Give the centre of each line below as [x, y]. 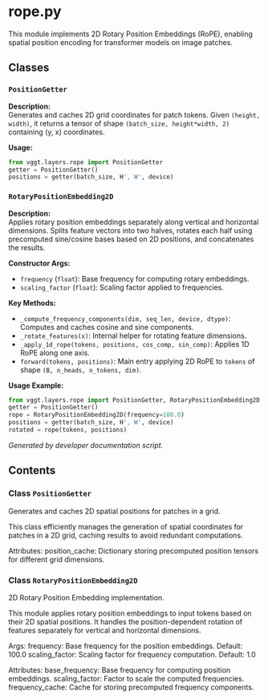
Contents [32, 470]
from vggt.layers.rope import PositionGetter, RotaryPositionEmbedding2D [134, 400]
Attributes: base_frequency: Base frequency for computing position [120, 669]
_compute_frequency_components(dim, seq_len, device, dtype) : [125, 318]
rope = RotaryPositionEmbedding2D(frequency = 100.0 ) [96, 415]
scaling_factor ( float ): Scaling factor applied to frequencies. [122, 287]
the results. [27, 247]
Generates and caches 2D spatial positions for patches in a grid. [114, 511]
